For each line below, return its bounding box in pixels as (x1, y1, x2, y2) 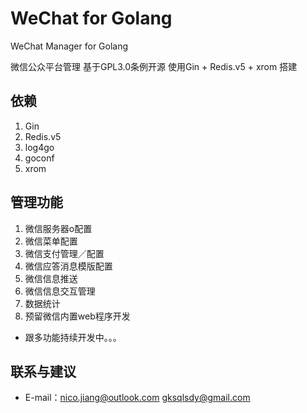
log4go (24, 141, 55, 153)
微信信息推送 (24, 272, 78, 284)
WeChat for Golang (10, 7, 173, 30)
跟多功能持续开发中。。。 (24, 331, 122, 343)
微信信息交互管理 (24, 285, 96, 297)
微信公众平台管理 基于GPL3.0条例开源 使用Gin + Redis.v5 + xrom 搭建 (10, 60, 298, 72)
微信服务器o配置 (24, 222, 93, 234)
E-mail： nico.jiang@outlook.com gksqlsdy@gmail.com (24, 392, 251, 404)
